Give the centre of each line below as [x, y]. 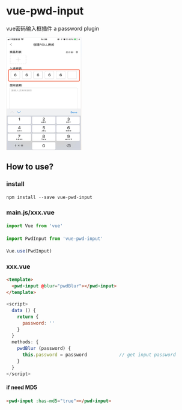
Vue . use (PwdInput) [29, 251]
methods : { [25, 342]
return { [28, 317]
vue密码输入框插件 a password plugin [53, 28]
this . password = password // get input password [99, 355]
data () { [24, 310]
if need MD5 [22, 387]
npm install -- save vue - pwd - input [50, 197]
